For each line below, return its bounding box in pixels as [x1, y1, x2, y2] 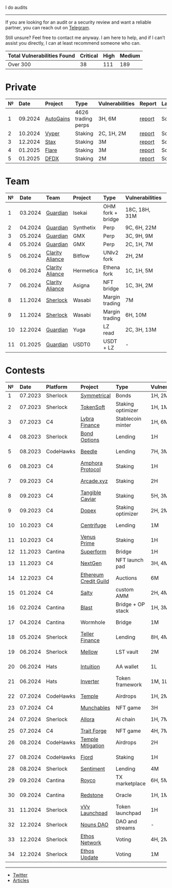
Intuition [80, 663, 100, 670]
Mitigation [80, 742, 105, 749]
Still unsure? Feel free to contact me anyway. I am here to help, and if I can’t [5, 34, 165, 41]
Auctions [115, 574, 137, 581]
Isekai [73, 209, 88, 216]
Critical [80, 52, 98, 59]
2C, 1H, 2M [98, 129, 126, 137]
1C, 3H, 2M [125, 282, 154, 289]
